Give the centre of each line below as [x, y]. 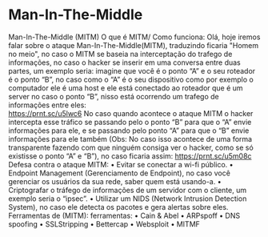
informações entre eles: [47, 105]
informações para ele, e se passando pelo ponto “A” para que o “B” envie [129, 131]
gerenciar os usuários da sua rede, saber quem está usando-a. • [115, 181]
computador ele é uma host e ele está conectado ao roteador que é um [126, 88]
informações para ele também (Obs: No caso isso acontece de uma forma [130, 139]
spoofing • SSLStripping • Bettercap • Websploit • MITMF [104, 224]
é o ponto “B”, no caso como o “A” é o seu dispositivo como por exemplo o [131, 79]
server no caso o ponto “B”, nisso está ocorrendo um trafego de [114, 96]
